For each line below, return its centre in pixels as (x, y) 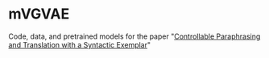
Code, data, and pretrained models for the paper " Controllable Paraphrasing (134, 36)
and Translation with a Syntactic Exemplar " (80, 44)
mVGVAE (39, 14)
